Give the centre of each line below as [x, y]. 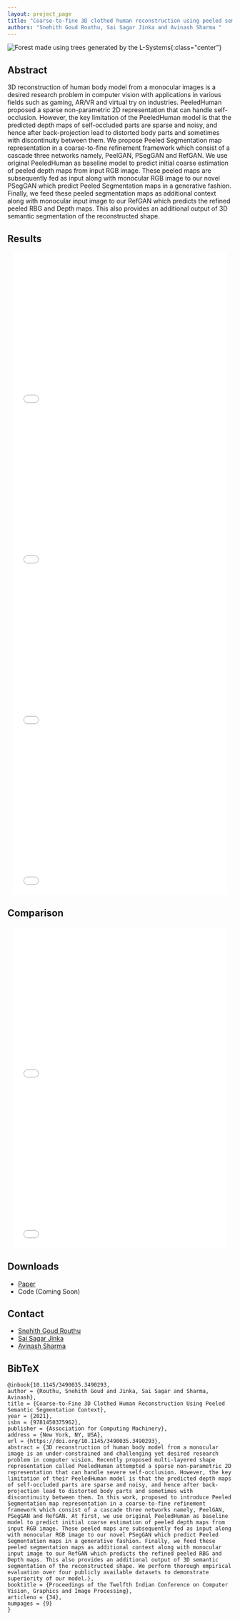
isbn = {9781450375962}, [44, 1423]
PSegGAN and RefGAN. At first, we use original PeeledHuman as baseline [118, 1516]
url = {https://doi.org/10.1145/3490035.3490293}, [84, 1442]
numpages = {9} [30, 1604]
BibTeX [23, 1368]
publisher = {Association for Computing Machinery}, [87, 1429]
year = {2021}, [30, 1417]
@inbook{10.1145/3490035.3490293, [59, 1385]
